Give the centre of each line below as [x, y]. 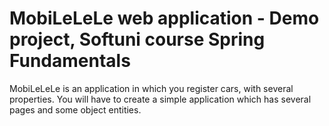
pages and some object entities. [75, 109]
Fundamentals [70, 61]
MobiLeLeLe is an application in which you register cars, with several [151, 88]
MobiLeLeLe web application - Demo [164, 18]
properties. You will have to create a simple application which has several [160, 99]
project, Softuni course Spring [137, 39]
